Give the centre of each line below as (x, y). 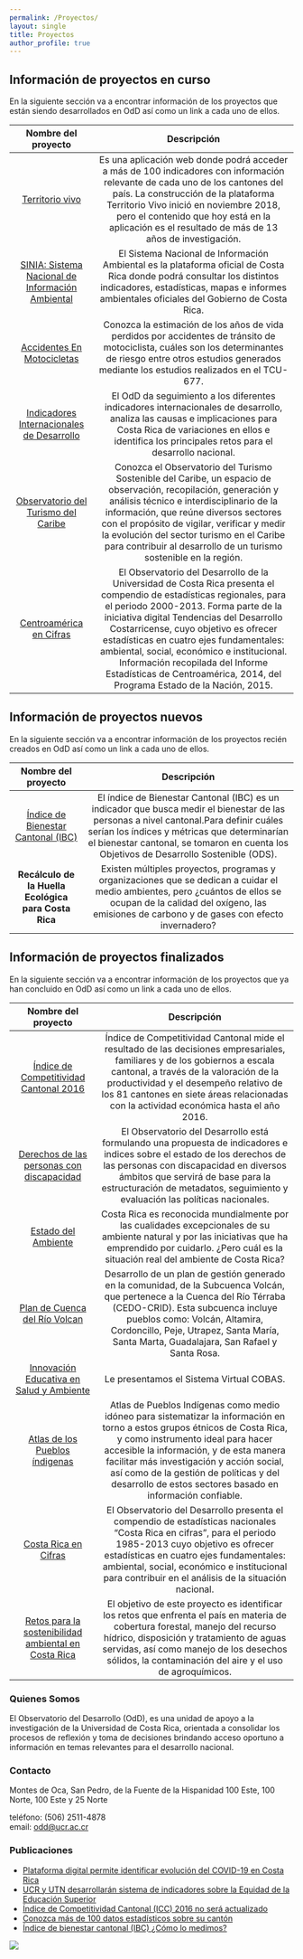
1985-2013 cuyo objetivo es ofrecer (195, 1544)
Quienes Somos (45, 1699)
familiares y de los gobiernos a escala (195, 1060)
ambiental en (53, 1643)
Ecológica (46, 897)
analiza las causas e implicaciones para (193, 419)
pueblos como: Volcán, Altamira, (195, 1319)
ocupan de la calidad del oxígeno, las (188, 902)
